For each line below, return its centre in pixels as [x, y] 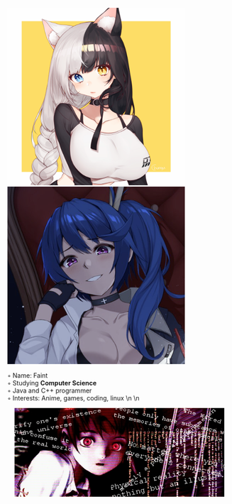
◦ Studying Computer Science [52, 383]
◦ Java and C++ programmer [50, 390]
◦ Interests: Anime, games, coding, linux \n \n [73, 398]
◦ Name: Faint [28, 376]
